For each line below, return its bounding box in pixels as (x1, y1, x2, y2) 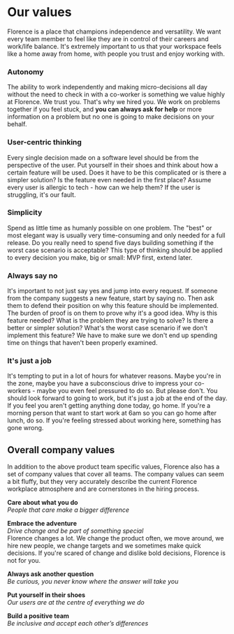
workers (7, 387, 31, 395)
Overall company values (7, 444, 115, 456)
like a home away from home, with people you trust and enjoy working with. (7, 50, 225, 58)
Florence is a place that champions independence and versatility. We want (7, 27, 221, 36)
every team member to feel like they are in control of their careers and (7, 34, 209, 43)
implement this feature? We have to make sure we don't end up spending (7, 331, 218, 339)
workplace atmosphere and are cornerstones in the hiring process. (7, 485, 200, 493)
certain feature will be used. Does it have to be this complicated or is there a (7, 168, 227, 177)
